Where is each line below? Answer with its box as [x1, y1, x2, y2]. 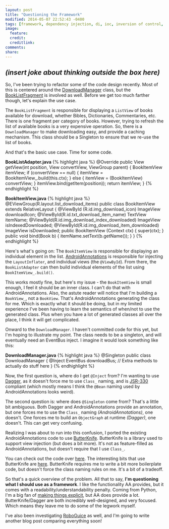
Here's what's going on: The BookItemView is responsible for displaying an [5, 248, 158, 254]
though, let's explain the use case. [5, 98, 77, 104]
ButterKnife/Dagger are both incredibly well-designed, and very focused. [5, 497, 157, 504]
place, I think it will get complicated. [5, 317, 80, 323]
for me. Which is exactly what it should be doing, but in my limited [5, 301, 142, 307]
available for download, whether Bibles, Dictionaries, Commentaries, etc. [5, 113, 156, 119]
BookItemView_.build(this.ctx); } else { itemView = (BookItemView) [5, 175, 143, 181]
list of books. [5, 140, 32, 146]
